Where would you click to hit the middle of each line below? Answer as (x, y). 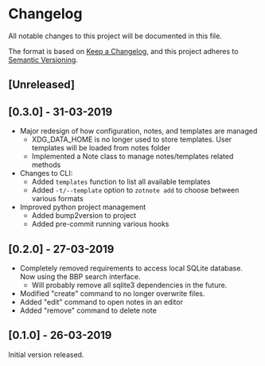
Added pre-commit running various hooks (100, 224)
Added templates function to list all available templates (121, 182)
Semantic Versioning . (43, 60)
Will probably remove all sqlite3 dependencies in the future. (129, 285)
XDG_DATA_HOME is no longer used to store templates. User (132, 139)
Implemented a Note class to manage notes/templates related (132, 157)
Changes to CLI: (46, 173)
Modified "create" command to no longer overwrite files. (112, 293)
